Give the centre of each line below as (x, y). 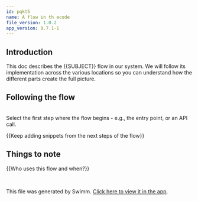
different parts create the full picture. (51, 79)
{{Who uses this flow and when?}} (48, 168)
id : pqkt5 (18, 12)
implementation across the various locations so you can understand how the (99, 73)
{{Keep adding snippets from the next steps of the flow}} (75, 135)
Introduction (30, 52)
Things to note (33, 154)
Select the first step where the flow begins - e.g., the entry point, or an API (97, 118)
